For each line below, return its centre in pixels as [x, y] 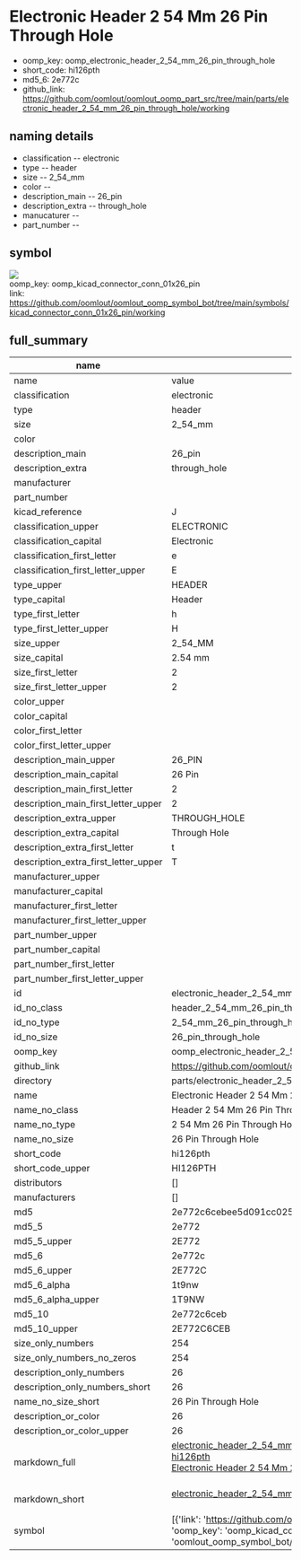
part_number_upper [56, 935]
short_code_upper [52, 1169]
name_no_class [46, 1110]
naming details [52, 136]
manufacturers [45, 1197]
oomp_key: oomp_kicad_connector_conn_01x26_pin [105, 284]
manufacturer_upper [57, 877]
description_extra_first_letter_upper [88, 862]
